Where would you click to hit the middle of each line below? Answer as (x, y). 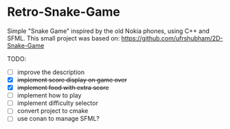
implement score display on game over (72, 80)
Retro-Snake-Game (64, 12)
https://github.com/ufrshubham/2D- (172, 38)
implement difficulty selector (57, 103)
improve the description (50, 72)
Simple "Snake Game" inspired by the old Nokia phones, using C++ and (108, 31)
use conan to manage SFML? (58, 119)
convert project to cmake (53, 111)
